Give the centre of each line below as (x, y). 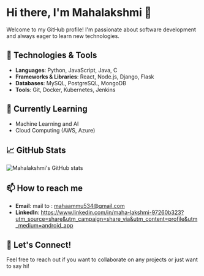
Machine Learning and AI (47, 124)
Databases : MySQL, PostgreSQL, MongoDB (71, 83)
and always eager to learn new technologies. (63, 36)
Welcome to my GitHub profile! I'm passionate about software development (101, 29)
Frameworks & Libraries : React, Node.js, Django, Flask (85, 77)
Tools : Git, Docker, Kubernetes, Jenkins (65, 90)
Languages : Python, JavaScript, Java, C (66, 70)
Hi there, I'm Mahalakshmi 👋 (79, 13)
